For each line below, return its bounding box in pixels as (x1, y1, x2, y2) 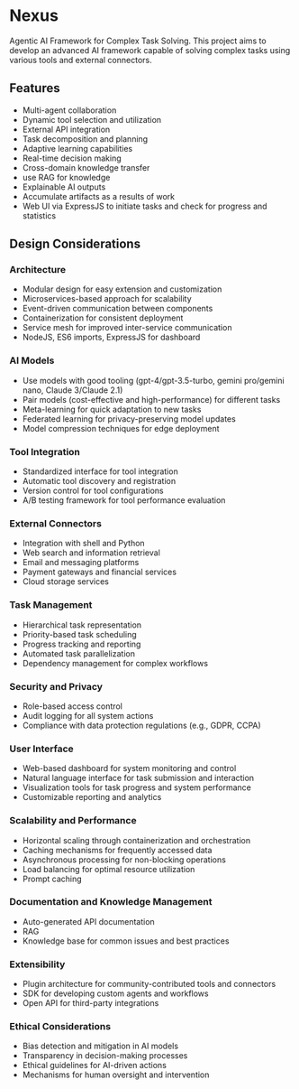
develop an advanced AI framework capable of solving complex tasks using (9, 44, 291, 55)
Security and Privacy (9, 680, 104, 693)
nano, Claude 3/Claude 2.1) (22, 385, 123, 396)
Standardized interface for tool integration (22, 466, 178, 477)
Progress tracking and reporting (22, 638, 141, 649)
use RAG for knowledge (22, 172, 111, 182)
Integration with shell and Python (22, 538, 146, 549)
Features (9, 80, 60, 96)
